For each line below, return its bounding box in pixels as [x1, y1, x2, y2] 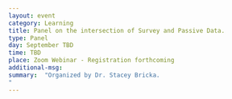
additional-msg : [8, 64, 63, 72]
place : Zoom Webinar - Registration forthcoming [8, 57, 175, 65]
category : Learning [8, 19, 74, 27]
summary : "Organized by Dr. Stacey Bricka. [8, 71, 160, 79]
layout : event [8, 11, 56, 20]
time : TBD [8, 49, 42, 57]
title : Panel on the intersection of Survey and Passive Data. [8, 26, 226, 34]
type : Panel [8, 34, 48, 42]
